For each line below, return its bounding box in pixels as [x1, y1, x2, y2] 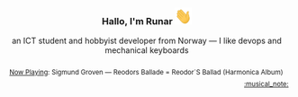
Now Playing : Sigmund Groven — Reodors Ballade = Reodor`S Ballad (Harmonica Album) [8, 68, 284, 77]
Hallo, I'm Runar [102, 14, 173, 27]
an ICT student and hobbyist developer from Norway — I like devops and [12, 35, 282, 47]
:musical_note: [243, 79, 289, 88]
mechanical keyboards [104, 45, 189, 56]
